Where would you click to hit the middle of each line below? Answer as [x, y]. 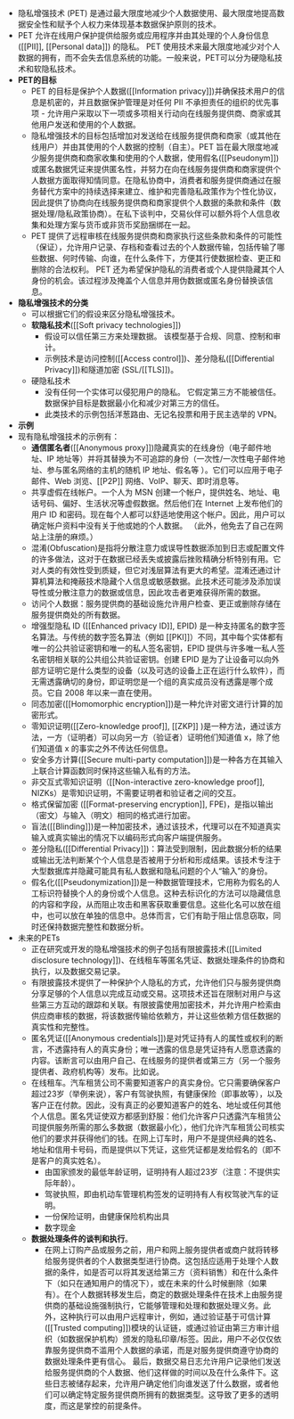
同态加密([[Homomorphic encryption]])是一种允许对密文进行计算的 [153, 704]
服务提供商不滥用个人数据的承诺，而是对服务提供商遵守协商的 [165, 1350]
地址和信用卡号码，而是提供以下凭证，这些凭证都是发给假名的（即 [152, 1149]
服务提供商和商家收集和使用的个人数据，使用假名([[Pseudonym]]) [159, 158]
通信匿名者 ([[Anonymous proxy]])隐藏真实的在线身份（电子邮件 [147, 447]
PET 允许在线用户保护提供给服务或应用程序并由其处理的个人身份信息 [143, 35]
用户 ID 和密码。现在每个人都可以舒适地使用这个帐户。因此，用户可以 [158, 514]
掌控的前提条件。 [115, 1406]
